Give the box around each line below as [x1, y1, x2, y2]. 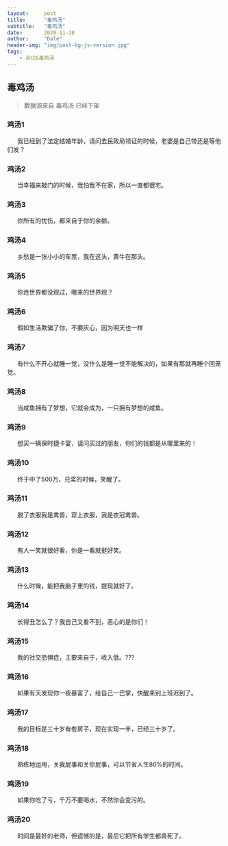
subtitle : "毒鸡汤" [7, 23, 66, 29]
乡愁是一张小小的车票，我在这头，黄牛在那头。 [16, 252, 149, 260]
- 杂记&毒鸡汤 [19, 55, 55, 62]
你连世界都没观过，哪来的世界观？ [16, 288, 114, 297]
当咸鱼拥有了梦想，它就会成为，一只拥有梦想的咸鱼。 [16, 403, 168, 412]
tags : [7, 49, 23, 55]
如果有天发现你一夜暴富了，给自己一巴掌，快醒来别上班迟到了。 [16, 689, 197, 697]
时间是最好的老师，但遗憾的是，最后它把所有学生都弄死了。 [16, 832, 186, 840]
